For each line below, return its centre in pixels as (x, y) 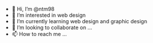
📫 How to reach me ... (39, 34)
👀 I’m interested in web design (49, 15)
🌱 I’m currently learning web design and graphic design (79, 21)
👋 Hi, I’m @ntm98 (33, 9)
